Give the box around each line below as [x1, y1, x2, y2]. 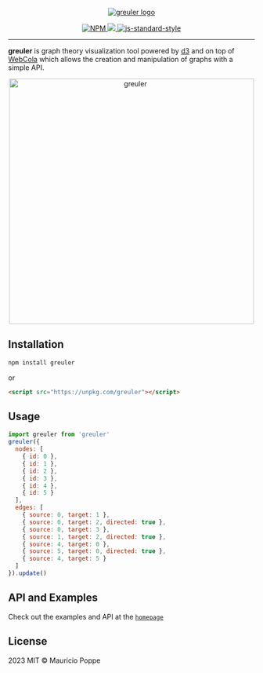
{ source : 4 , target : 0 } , [22, 540, 110, 548]
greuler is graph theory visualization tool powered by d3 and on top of [8, 46, 235, 55]
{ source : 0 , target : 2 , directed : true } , [22, 518, 167, 526]
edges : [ [15, 503, 44, 512]
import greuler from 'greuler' [8, 430, 110, 439]
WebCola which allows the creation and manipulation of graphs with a [8, 55, 233, 64]
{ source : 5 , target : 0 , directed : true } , [22, 547, 167, 555]
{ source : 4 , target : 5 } [22, 554, 107, 563]
